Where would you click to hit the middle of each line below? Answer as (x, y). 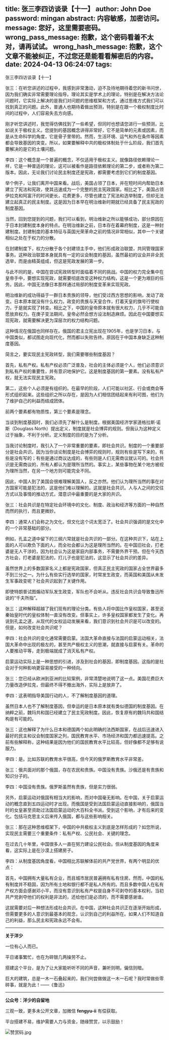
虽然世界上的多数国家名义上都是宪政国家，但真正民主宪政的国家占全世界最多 (84, 568)
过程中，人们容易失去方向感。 (45, 113)
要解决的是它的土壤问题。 (32, 149)
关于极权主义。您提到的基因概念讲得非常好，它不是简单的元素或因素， (87, 130)
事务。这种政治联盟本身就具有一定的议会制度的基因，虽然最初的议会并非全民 (84, 255)
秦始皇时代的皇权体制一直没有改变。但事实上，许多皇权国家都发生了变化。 (82, 615)
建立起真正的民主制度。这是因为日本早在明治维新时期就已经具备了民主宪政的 (84, 202)
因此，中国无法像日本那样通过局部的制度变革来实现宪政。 (73, 284)
